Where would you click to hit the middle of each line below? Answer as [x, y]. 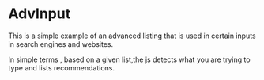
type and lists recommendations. [62, 67]
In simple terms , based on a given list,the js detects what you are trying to [129, 59]
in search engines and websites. [60, 44]
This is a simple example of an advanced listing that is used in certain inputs [132, 36]
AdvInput [40, 14]
